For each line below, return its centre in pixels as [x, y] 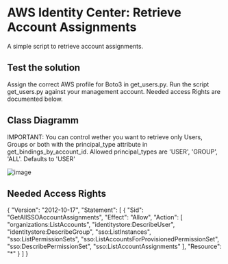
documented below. [35, 99]
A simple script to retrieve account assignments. [75, 46]
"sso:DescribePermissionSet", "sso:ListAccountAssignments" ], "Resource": [115, 247]
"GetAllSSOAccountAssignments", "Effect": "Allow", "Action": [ [95, 217]
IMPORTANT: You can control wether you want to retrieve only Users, [105, 137]
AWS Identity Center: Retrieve [94, 13]
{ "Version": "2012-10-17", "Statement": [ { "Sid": [75, 210]
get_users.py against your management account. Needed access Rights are [114, 91]
